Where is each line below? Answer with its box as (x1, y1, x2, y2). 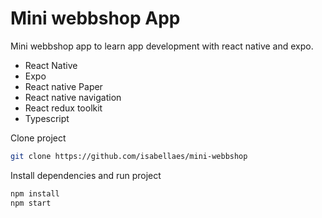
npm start (10, 198, 52, 208)
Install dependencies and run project (10, 169, 162, 181)
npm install (10, 188, 60, 199)
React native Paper (24, 80, 103, 92)
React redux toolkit (24, 102, 103, 114)
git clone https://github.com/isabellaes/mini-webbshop (10, 151, 248, 161)
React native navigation (24, 91, 122, 103)
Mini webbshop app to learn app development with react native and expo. (10, 40, 314, 52)
